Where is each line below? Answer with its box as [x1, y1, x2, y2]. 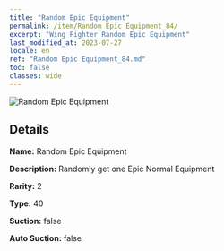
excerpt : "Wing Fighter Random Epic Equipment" [9, 30, 191, 39]
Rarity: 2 [9, 180, 42, 191]
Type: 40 [9, 198, 44, 209]
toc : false [9, 64, 50, 73]
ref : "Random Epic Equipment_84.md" [9, 55, 146, 64]
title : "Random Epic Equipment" [9, 13, 130, 22]
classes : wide [9, 72, 63, 81]
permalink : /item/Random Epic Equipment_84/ [9, 22, 178, 30]
